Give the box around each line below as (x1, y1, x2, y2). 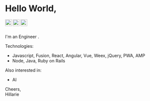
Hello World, (5, 3, 57, 14)
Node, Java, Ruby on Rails (12, 58, 65, 63)
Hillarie (5, 91, 20, 97)
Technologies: (5, 43, 34, 49)
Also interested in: (5, 67, 42, 73)
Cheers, (5, 86, 21, 92)
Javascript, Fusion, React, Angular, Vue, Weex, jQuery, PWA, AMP (12, 52, 146, 59)
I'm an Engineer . (5, 34, 39, 40)
